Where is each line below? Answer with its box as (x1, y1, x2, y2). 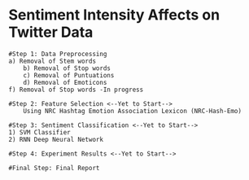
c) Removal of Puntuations (23, 71, 115, 79)
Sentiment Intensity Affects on (8, 6, 221, 24)
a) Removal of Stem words (8, 57, 96, 65)
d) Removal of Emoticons (23, 78, 107, 86)
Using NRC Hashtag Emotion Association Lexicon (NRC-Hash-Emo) (23, 107, 242, 115)
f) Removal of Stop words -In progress (8, 86, 144, 94)
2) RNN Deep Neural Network (8, 135, 104, 143)
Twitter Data (8, 23, 94, 42)
